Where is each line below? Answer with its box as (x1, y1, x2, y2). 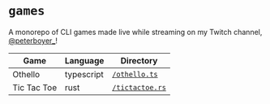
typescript (64, 68, 104, 80)
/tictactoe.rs (112, 83, 166, 92)
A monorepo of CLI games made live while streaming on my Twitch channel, (8, 27, 263, 37)
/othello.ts (112, 69, 158, 79)
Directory (120, 54, 158, 66)
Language (64, 54, 105, 66)
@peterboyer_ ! (8, 36, 58, 45)
